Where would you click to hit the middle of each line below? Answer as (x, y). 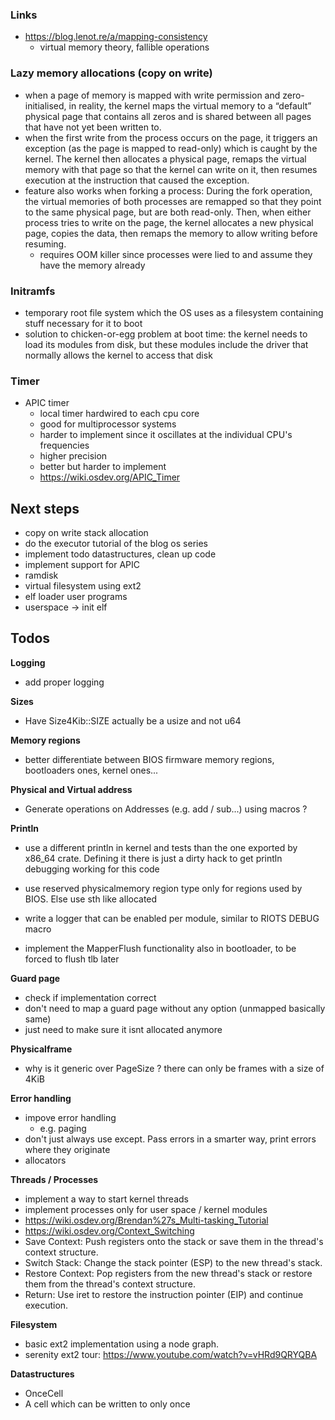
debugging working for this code (92, 869)
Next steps (45, 508)
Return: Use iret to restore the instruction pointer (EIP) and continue (164, 1294)
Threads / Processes (54, 1179)
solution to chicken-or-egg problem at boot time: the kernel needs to (166, 334)
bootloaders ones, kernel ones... (91, 770)
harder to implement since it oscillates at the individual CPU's (166, 435)
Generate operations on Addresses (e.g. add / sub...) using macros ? (166, 809)
